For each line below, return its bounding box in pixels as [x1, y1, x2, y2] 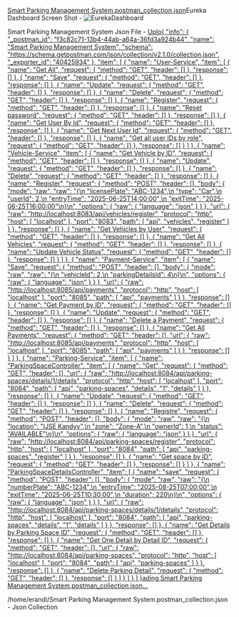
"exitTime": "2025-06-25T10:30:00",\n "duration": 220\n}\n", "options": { [7, 491, 223, 498]
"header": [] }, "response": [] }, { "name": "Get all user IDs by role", [7, 134, 203, 142]
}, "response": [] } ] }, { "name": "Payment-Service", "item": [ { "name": [7, 255, 215, 264]
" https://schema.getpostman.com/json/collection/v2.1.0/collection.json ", [7, 50, 220, 59]
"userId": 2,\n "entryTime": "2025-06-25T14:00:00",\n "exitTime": [7, 194, 201, 203]
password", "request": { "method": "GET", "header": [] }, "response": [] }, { [7, 111, 226, 119]
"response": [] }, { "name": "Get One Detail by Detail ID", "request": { [7, 536, 208, 544]
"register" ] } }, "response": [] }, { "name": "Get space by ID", [34, 453, 213, 461]
